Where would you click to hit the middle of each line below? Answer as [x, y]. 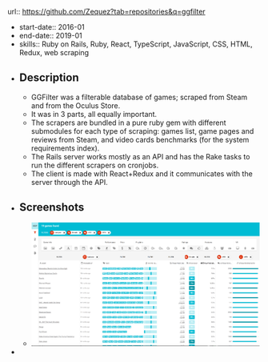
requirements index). [65, 148]
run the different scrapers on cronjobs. [95, 165]
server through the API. [70, 182]
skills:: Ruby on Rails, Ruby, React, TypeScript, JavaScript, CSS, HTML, [136, 44]
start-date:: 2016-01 [52, 27]
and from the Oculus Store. [76, 105]
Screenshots [52, 207]
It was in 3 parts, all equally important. [94, 114]
